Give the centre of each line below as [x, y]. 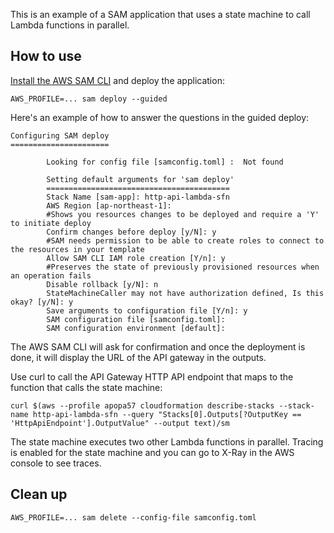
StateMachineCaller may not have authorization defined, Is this [185, 293]
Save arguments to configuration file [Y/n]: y [147, 310]
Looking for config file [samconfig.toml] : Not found [165, 162]
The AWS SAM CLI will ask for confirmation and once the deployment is [158, 346]
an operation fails [51, 275]
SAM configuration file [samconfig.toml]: [136, 319]
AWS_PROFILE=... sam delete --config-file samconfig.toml [133, 517]
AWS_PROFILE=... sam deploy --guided [89, 99]
